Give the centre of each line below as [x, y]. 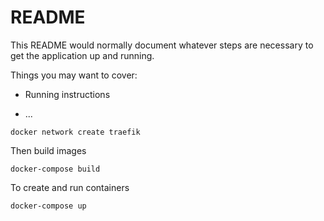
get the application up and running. [82, 55]
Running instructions [67, 94]
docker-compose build [55, 169]
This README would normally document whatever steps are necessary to [162, 45]
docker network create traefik [75, 132]
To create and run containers [70, 187]
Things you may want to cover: [74, 75]
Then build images [48, 150]
